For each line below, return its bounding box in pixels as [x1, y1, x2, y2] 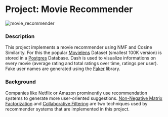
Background [5, 78, 36, 85]
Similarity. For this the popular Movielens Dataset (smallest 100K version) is [5, 49, 162, 56]
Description [5, 33, 35, 40]
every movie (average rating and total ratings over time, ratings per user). [5, 61, 158, 67]
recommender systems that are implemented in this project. [5, 106, 130, 112]
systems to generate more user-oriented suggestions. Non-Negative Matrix [5, 95, 163, 101]
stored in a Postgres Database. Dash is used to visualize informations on [5, 55, 156, 61]
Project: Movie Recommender [5, 4, 133, 15]
